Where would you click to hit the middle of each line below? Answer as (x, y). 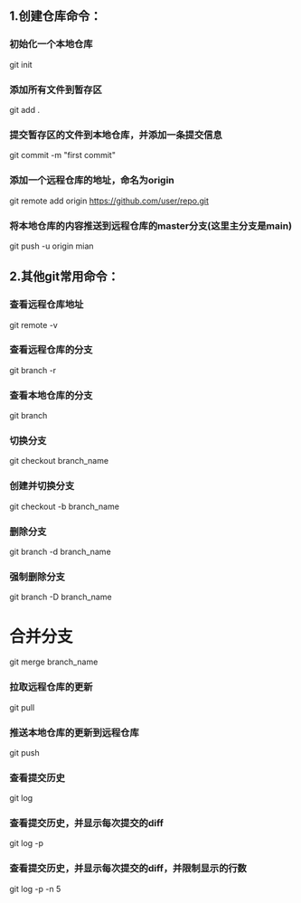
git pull (22, 707)
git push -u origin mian (52, 246)
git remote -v (34, 325)
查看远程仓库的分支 (51, 350)
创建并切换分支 (42, 486)
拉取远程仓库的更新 (51, 687)
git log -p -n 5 (35, 889)
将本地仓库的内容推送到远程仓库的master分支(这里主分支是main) (150, 226)
